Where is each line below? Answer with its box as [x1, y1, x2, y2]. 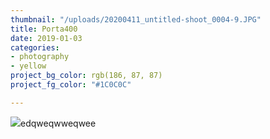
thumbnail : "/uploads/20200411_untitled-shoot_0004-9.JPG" [10, 14, 262, 25]
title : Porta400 [10, 24, 78, 34]
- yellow [10, 61, 47, 71]
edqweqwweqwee [20, 117, 97, 129]
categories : [10, 42, 60, 53]
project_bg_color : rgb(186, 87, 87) [10, 71, 163, 81]
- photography [10, 52, 70, 62]
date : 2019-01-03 [10, 33, 83, 43]
